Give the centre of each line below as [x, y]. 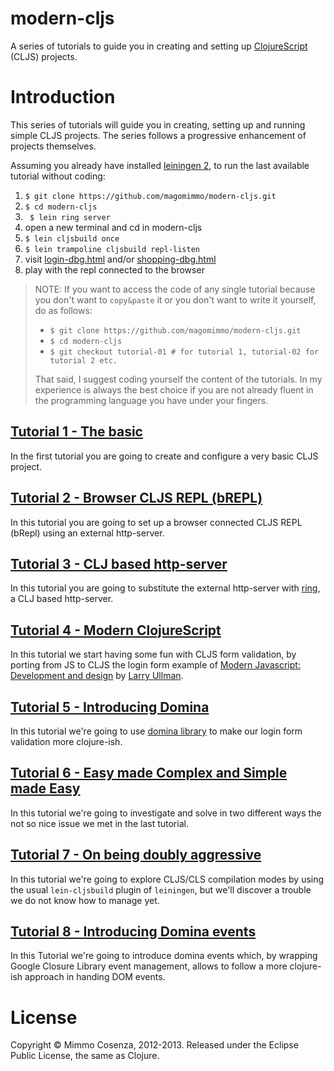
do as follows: [63, 310]
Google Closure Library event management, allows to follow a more [149, 966]
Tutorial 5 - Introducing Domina [110, 707]
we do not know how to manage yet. [85, 900]
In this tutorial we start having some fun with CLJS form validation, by [153, 654]
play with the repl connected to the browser [114, 269]
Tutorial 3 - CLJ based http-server [119, 563]
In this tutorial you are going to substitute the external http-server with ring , [165, 588]
